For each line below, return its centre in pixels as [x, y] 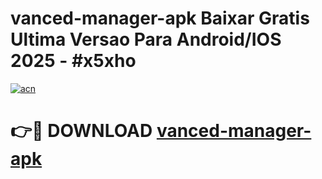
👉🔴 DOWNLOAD [81, 131]
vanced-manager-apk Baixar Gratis [160, 18]
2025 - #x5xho [73, 61]
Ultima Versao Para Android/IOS [146, 39]
